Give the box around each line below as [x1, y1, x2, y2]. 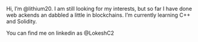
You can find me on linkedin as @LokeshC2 [6, 29, 115, 37]
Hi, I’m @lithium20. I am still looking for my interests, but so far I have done [6, 5, 192, 12]
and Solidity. [6, 18, 37, 25]
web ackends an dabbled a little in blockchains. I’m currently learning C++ [6, 11, 191, 19]
